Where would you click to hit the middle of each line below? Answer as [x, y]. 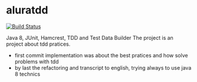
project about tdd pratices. [38, 44]
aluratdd [27, 10]
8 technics [27, 74]
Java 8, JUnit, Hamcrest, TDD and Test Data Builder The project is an [90, 37]
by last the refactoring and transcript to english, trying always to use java [103, 67]
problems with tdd [36, 61]
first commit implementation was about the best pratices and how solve [101, 55]
